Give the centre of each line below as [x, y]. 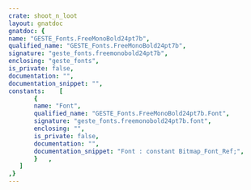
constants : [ [36, 91]
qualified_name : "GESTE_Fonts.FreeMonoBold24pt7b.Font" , [132, 114]
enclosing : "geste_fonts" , [54, 61]
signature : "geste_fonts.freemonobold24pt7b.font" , [123, 121]
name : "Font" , [57, 106]
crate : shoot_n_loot [43, 16]
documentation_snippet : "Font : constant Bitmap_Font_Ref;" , [139, 151]
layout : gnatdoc [36, 23]
